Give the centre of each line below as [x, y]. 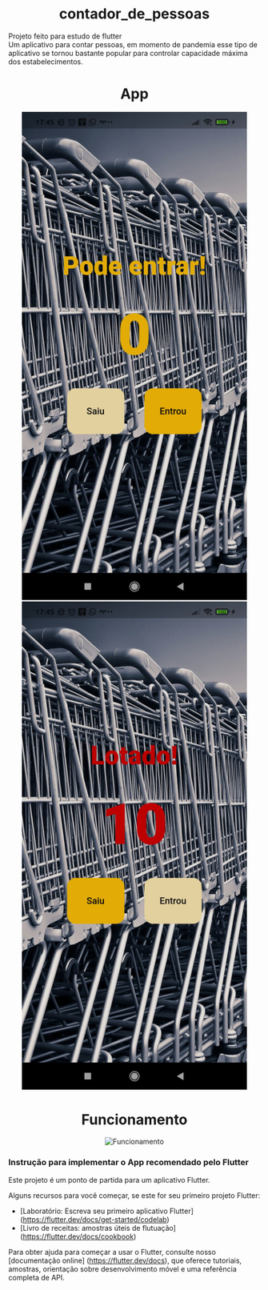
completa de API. [37, 1277]
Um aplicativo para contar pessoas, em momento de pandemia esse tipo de [133, 44]
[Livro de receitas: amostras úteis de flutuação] [98, 1228]
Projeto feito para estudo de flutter [65, 36]
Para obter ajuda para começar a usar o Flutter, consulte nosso [112, 1252]
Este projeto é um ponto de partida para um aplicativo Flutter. [109, 1180]
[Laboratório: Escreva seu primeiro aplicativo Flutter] [107, 1211]
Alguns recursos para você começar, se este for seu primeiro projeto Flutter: [134, 1195]
